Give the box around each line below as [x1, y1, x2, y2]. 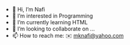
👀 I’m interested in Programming [12, 12, 93, 19]
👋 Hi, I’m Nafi [12, 6, 45, 13]
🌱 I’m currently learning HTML [12, 19, 88, 26]
